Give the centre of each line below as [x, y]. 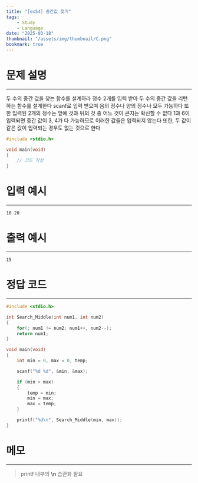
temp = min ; [42, 393]
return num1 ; [33, 333]
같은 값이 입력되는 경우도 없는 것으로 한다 [53, 128]
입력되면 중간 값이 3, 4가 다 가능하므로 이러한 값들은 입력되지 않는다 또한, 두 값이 [99, 120]
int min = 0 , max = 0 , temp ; [52, 360]
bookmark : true [25, 45]
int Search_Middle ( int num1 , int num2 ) [55, 317]
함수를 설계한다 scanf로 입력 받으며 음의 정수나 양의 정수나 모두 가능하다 [100, 105]
